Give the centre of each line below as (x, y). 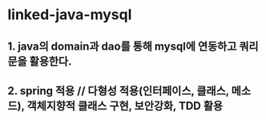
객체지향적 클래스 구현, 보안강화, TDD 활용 (125, 106)
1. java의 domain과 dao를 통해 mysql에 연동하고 (122, 46)
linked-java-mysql (70, 15)
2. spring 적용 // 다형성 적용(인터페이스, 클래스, (118, 91)
